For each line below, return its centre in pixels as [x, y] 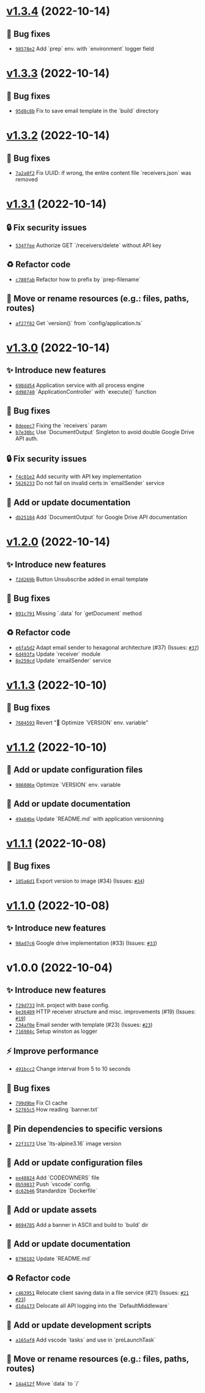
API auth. [27, 439]
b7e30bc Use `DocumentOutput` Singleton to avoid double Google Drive [105, 432]
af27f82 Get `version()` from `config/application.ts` [79, 323]
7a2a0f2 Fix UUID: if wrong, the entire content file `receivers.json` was [103, 173]
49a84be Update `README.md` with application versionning [89, 819]
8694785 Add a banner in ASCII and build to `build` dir [82, 1224]
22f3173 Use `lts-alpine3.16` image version [68, 1143]
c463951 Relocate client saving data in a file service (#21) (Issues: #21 [102, 1293]
